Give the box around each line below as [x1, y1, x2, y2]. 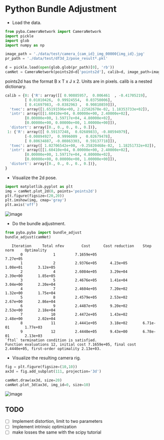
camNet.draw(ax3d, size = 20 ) [5, 378, 62, 383]
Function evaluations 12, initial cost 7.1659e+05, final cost [5, 342, 137, 347]
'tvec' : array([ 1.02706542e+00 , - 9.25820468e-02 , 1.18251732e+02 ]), [9, 143, 156, 148]
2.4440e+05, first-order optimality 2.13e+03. [5, 346, 102, 351]
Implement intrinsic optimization [12, 424, 77, 430]
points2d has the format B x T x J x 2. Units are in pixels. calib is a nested [5, 78, 152, 84]
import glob [5, 38, 29, 43]
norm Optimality [5, 248, 47, 253]
